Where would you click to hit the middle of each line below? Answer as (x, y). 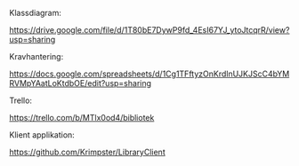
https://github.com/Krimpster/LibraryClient (88, 152)
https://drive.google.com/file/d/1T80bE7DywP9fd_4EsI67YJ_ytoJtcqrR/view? (149, 30)
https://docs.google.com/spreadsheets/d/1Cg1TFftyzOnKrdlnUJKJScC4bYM (149, 74)
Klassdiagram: (36, 13)
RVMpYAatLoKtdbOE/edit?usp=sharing (81, 83)
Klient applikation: (42, 135)
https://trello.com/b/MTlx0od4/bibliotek (82, 118)
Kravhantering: (36, 56)
